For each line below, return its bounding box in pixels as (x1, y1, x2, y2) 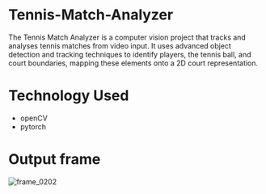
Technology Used (8, 86, 129, 105)
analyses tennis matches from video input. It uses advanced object (8, 40, 232, 50)
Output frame (8, 150, 101, 169)
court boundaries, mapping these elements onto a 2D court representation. (8, 58, 259, 68)
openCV (19, 113, 49, 123)
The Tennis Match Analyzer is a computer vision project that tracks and (8, 32, 247, 42)
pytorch (19, 121, 47, 131)
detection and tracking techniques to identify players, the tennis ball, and (8, 49, 252, 59)
